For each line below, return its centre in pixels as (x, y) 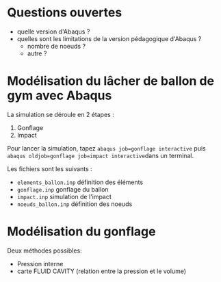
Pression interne (40, 264)
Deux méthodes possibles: (44, 251)
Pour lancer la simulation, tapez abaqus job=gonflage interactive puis (107, 148)
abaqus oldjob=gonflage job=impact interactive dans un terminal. (100, 155)
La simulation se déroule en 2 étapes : (61, 114)
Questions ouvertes (65, 13)
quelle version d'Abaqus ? (53, 31)
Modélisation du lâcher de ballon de (110, 81)
